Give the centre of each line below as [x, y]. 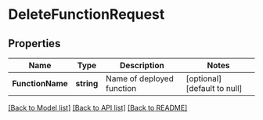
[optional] [204, 78]
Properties [34, 44]
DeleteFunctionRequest [86, 15]
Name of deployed [139, 78]
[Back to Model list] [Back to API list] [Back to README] [98, 108]
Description [142, 65]
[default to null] [214, 88]
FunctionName [40, 84]
